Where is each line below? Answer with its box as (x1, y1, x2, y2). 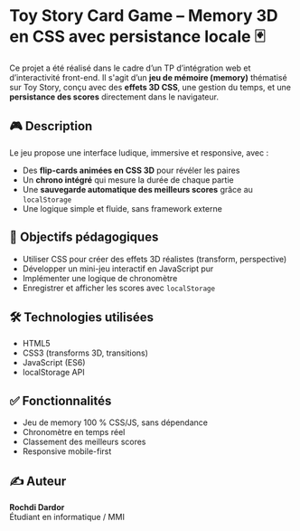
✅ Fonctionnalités (9, 393, 112, 408)
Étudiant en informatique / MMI (9, 512, 125, 522)
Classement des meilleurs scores (22, 436, 146, 448)
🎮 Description (9, 119, 93, 134)
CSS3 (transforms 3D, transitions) (22, 347, 149, 358)
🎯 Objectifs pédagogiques (9, 230, 159, 245)
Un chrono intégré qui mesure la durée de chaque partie (22, 174, 234, 185)
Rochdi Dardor (9, 502, 65, 512)
